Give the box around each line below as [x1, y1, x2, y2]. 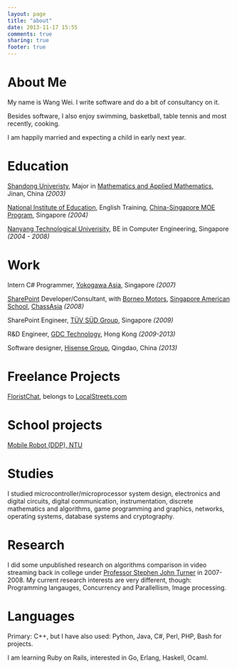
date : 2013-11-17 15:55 [7, 24, 78, 31]
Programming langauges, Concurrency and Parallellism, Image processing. [7, 583, 226, 592]
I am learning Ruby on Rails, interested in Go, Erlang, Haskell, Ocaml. [7, 653, 209, 662]
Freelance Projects [7, 369, 121, 384]
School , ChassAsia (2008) [7, 302, 84, 310]
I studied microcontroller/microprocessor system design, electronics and [7, 489, 221, 498]
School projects [7, 417, 102, 433]
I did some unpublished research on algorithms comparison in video [7, 561, 207, 569]
